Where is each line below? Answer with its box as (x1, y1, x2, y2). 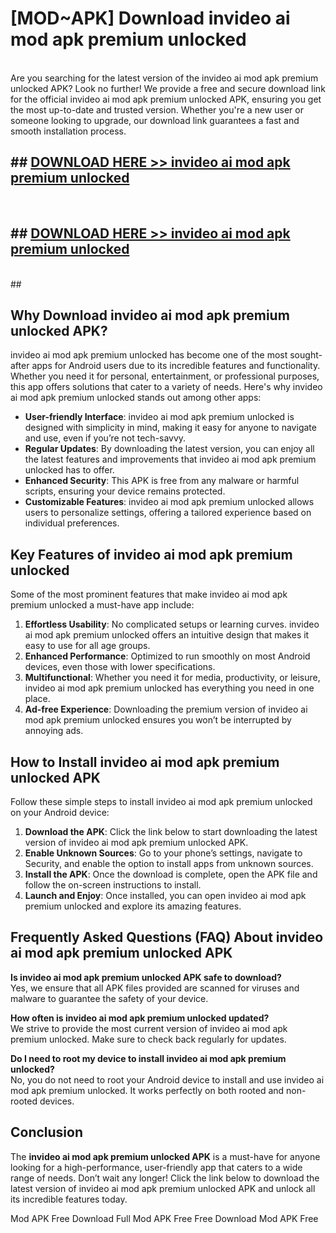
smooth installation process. (10, 125, 127, 137)
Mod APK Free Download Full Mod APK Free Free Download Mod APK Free (10, 1212, 319, 1224)
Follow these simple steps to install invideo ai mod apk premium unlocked (10, 796, 313, 807)
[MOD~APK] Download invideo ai (10, 7, 291, 30)
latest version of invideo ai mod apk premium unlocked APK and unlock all (10, 1182, 316, 1194)
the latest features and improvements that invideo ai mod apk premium (24, 453, 317, 466)
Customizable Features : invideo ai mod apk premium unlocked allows (24, 496, 315, 508)
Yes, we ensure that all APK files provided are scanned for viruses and (10, 982, 300, 994)
